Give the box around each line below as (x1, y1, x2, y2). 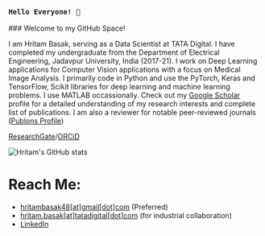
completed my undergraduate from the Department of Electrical (8, 48, 220, 57)
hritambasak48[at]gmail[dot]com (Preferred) (19, 202, 169, 212)
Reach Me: (8, 176, 81, 194)
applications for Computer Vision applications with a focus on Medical (8, 64, 241, 75)
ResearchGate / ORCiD (8, 132, 81, 142)
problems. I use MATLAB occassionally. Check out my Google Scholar (8, 90, 241, 100)
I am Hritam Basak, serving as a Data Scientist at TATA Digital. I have (8, 39, 235, 49)
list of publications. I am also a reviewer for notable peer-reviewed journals (8, 108, 256, 118)
